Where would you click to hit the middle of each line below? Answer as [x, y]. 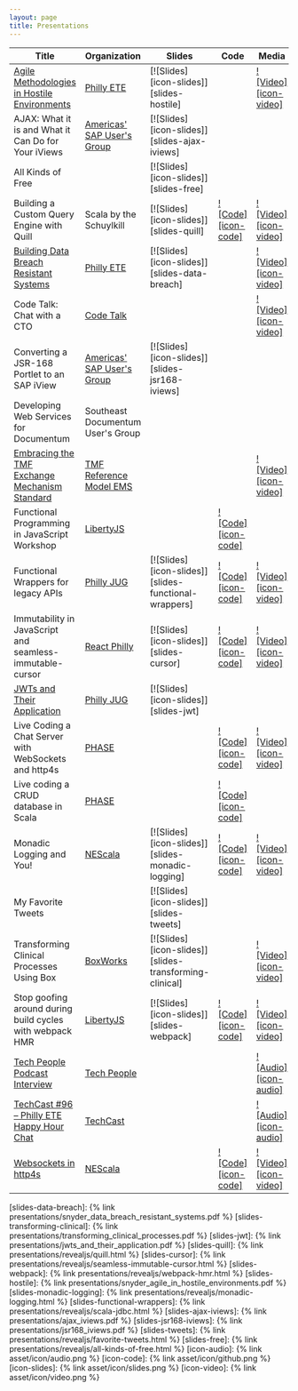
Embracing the [44, 452]
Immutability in [44, 619]
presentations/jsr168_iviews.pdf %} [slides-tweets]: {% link [118, 1330]
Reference [106, 475]
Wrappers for [41, 581]
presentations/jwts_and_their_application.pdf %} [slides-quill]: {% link [137, 1244]
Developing [37, 405]
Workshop [35, 545]
